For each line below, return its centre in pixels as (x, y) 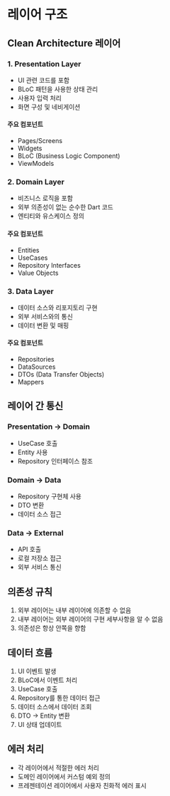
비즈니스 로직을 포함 (45, 198)
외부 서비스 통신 (39, 567)
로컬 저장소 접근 (39, 558)
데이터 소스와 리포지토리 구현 (57, 308)
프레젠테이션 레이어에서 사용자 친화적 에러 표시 (82, 785)
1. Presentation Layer (44, 63)
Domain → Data (34, 480)
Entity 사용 (33, 452)
